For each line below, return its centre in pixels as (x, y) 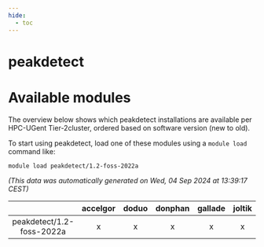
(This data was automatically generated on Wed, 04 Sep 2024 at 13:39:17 (128, 180)
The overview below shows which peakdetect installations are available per (130, 120)
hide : (17, 15)
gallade (212, 208)
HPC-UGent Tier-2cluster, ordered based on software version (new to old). (129, 127)
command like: (32, 151)
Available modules (70, 97)
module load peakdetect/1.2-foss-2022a (73, 166)
